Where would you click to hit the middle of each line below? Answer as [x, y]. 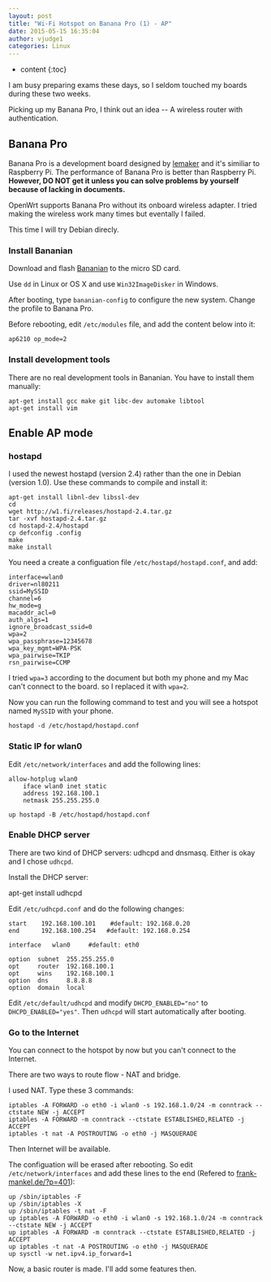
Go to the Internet [44, 1032]
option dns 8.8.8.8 [50, 980]
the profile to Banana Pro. [51, 308]
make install [30, 547]
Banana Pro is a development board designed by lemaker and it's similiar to [134, 163]
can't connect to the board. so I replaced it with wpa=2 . [99, 687]
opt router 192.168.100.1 [61, 966]
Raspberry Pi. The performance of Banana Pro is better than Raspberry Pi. [132, 172]
